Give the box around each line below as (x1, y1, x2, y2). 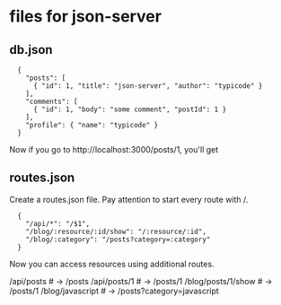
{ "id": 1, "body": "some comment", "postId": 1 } (32, 105, 227, 114)
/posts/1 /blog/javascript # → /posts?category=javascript (9, 285, 220, 296)
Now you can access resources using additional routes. (9, 258, 215, 269)
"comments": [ (25, 97, 78, 106)
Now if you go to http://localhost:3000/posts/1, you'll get (9, 144, 219, 154)
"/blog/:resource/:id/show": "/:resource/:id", (25, 227, 206, 236)
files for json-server (9, 6, 162, 27)
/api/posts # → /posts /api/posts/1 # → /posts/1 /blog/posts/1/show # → (9, 275, 273, 286)
